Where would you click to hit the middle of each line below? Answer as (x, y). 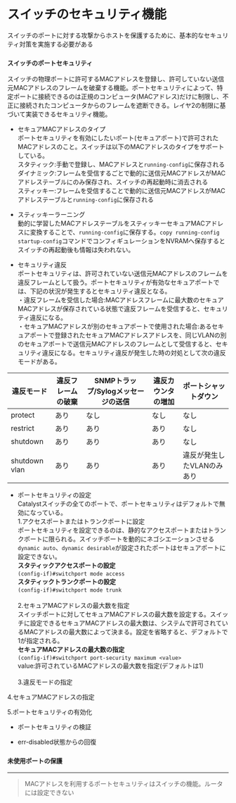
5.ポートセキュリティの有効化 (50, 712)
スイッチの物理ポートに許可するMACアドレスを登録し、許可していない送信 (116, 79)
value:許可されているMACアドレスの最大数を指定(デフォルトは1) (110, 666)
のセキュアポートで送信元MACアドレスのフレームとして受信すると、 (117, 344)
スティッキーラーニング (51, 215)
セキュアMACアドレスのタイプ (61, 129)
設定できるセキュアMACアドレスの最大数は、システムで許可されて (126, 623)
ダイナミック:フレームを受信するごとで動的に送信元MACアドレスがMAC (122, 173)
